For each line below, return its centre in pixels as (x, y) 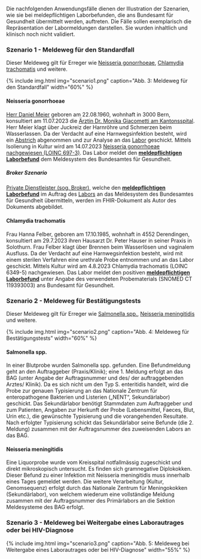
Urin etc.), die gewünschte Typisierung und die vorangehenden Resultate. (97, 416)
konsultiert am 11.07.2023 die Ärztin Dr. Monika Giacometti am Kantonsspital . (100, 121)
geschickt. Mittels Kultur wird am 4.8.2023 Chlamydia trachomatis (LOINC (97, 266)
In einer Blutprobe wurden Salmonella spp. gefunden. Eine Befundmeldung (98, 365)
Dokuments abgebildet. (35, 207)
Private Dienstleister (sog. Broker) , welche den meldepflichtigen (86, 188)
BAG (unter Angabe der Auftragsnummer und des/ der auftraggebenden (95, 378)
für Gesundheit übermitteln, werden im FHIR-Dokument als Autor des (91, 201)
